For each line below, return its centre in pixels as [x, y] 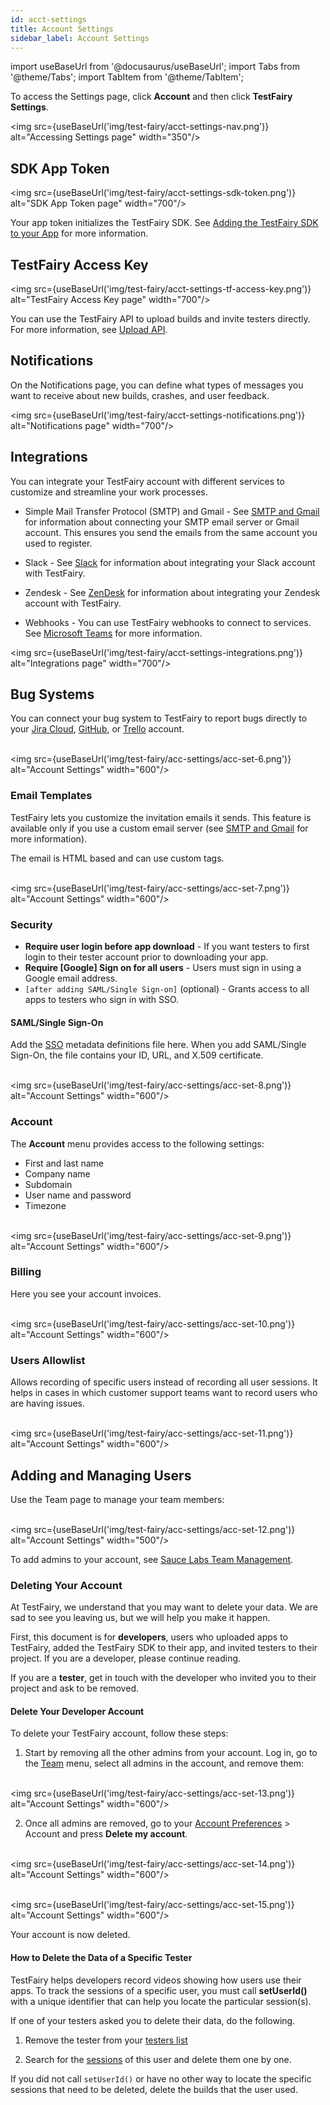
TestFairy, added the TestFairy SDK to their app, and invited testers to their [164, 1648]
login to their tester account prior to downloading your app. [146, 957]
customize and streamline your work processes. [109, 492]
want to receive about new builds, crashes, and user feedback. [140, 395]
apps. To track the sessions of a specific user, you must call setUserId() [159, 1990]
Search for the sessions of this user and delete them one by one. [158, 2059]
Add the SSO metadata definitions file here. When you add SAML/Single [158, 1045]
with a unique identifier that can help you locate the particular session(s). [161, 2001]
